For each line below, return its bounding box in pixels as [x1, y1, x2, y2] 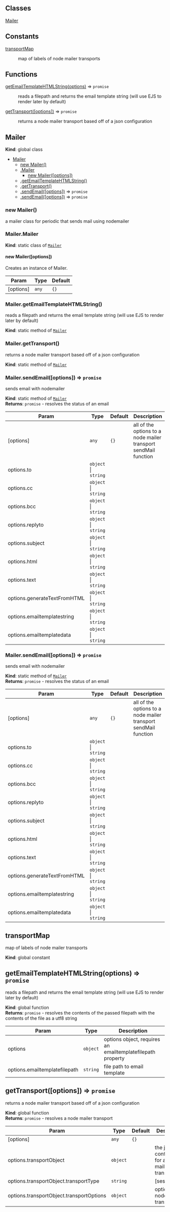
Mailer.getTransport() [5, 340, 60, 347]
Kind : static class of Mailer [5, 242, 62, 248]
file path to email [103, 1063, 144, 1070]
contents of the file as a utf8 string [5, 1015, 77, 1021]
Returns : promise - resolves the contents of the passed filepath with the [5, 1009, 155, 1016]
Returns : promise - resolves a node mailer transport [5, 1115, 113, 1121]
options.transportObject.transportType [8, 1177, 100, 1184]
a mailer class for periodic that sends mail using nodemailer [5, 218, 130, 224]
